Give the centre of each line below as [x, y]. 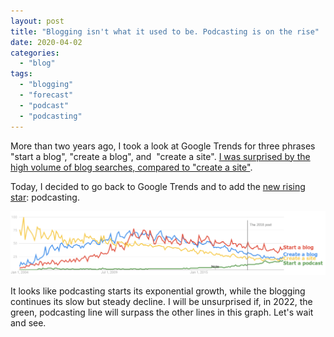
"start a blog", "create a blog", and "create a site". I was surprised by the [160, 156]
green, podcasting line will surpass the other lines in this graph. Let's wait [162, 312]
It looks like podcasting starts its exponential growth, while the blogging [158, 291]
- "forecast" [46, 95]
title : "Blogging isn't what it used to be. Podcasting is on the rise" [165, 31]
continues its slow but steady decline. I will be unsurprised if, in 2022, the [161, 301]
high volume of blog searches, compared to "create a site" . [131, 167]
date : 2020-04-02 [46, 42]
